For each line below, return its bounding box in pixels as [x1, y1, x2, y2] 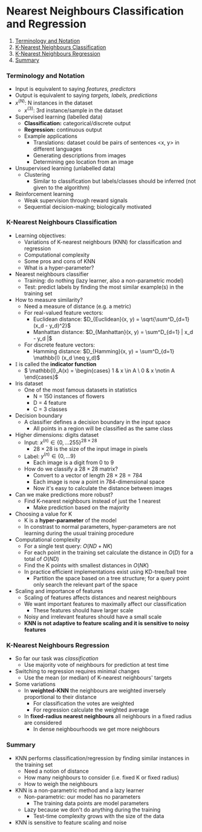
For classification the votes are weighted [33, 700, 134, 707]
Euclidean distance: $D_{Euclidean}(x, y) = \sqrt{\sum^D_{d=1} [33, 315, 190, 323]
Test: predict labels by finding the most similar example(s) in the [24, 283, 184, 290]
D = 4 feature [33, 399, 67, 406]
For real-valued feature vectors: [24, 309, 104, 316]
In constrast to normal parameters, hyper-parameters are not [24, 523, 177, 531]
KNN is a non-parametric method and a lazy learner [15, 787, 144, 794]
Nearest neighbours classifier [15, 270, 89, 278]
